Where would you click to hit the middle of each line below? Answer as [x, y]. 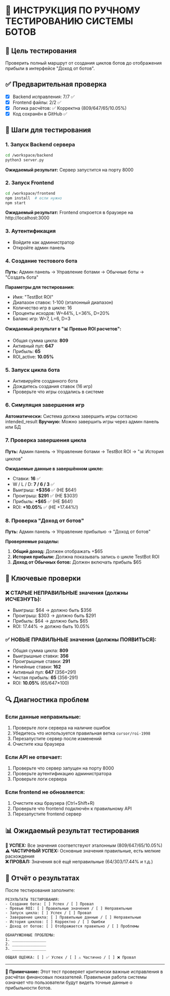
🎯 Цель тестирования [41, 51]
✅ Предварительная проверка [56, 84]
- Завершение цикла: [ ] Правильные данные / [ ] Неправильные [73, 918]
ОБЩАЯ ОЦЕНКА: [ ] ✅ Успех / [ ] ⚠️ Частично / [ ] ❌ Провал [71, 958]
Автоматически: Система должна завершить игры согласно [71, 416]
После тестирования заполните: [40, 890]
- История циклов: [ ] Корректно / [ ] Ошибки [55, 922]
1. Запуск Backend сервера [40, 144]
